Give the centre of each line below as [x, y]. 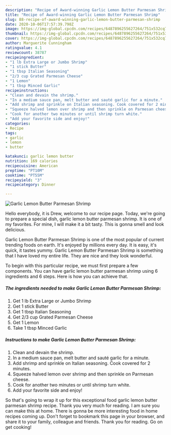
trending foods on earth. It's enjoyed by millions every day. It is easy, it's [81, 245]
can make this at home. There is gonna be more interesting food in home [81, 411]
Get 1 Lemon [26, 323]
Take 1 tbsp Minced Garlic [40, 328]
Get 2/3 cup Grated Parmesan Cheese [53, 317]
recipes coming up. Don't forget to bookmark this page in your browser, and [85, 416]
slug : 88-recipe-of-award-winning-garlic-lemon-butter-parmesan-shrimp [83, 19]
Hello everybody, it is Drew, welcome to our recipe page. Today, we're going [85, 214]
